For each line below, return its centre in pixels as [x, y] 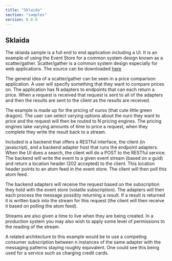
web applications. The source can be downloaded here [63, 69]
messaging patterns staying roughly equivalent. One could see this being [82, 248]
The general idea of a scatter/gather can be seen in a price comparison [81, 79]
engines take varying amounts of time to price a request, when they [77, 127]
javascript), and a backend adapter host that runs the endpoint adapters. [82, 147]
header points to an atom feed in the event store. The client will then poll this [86, 169]
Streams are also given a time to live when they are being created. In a [79, 216]
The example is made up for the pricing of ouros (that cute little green [79, 110]
